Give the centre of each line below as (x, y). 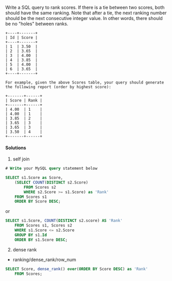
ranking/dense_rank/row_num (44, 259)
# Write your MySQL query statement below (51, 169)
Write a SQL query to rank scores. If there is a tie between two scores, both (85, 7)
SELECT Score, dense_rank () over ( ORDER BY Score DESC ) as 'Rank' (77, 269)
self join (21, 159)
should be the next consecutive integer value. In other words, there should (84, 18)
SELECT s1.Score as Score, (34, 178)
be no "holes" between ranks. (37, 24)
